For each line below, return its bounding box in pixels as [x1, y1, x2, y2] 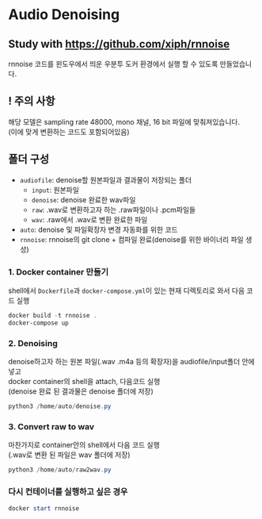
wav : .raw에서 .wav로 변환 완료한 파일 [31, 214, 148, 224]
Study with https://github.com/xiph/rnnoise [8, 37, 230, 51]
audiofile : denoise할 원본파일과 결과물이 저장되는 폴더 [19, 175, 192, 184]
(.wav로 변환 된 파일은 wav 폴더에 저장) [8, 450, 131, 459]
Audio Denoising [8, 6, 120, 24]
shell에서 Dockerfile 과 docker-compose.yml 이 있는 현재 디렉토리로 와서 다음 [8, 286, 245, 295]
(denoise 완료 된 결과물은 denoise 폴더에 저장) [8, 386, 154, 396]
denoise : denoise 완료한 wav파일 [31, 194, 136, 204]
